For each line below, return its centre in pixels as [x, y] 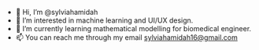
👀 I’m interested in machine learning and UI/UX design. [104, 20]
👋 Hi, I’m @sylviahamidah [57, 12]
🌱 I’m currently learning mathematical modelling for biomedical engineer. [133, 29]
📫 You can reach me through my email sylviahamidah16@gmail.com [127, 37]
